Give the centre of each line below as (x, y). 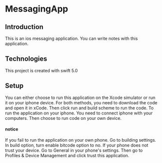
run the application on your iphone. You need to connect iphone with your (79, 113)
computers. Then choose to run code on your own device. (63, 118)
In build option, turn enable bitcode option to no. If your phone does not (77, 145)
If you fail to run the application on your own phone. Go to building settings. (81, 140)
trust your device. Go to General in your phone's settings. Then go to (74, 150)
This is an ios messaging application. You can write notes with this (72, 38)
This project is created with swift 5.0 (41, 70)
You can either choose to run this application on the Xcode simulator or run (80, 98)
